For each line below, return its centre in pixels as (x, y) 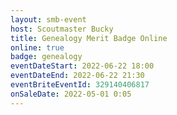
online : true (37, 47)
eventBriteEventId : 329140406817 (80, 85)
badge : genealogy (46, 57)
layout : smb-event (48, 19)
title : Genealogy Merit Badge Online (89, 38)
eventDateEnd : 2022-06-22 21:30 (77, 76)
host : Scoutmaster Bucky (62, 29)
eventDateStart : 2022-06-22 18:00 (82, 66)
